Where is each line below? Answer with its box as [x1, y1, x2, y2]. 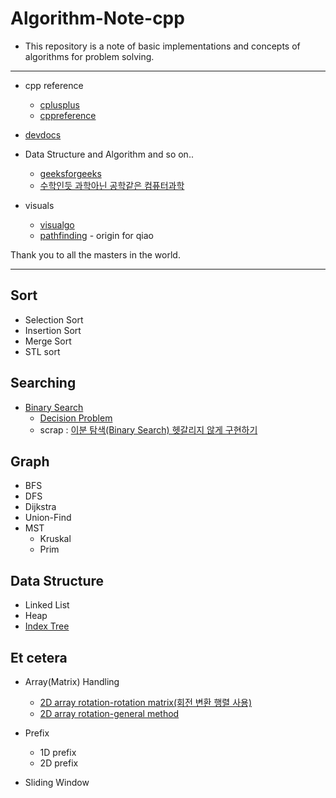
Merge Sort [24, 335, 72, 347]
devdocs [24, 128, 62, 141]
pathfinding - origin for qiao [39, 229, 154, 241]
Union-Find [24, 512, 72, 524]
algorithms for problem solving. [24, 50, 155, 62]
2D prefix [39, 757, 79, 769]
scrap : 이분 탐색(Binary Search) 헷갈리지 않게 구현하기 [39, 423, 258, 436]
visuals [24, 199, 55, 211]
